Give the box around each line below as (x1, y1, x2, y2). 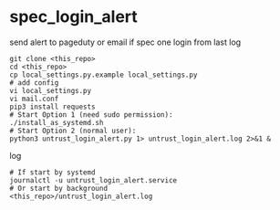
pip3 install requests (9, 102, 96, 111)
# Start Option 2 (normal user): (9, 126, 137, 135)
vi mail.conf (9, 94, 59, 103)
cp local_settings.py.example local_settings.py (9, 70, 198, 79)
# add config (9, 78, 59, 88)
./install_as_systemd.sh (9, 118, 104, 127)
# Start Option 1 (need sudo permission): (9, 110, 173, 120)
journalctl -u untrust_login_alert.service (9, 175, 178, 184)
